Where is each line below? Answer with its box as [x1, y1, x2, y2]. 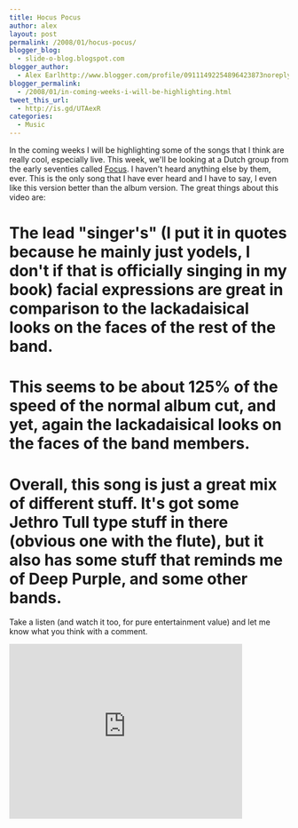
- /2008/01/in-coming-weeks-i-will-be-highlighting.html [17, 87, 232, 96]
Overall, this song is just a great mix [9, 474, 278, 494]
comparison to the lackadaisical [9, 299, 250, 319]
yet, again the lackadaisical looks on [9, 415, 282, 435]
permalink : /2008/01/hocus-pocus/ [9, 37, 137, 47]
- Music [17, 121, 46, 130]
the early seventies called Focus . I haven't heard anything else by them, [9, 163, 271, 174]
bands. [9, 587, 62, 608]
